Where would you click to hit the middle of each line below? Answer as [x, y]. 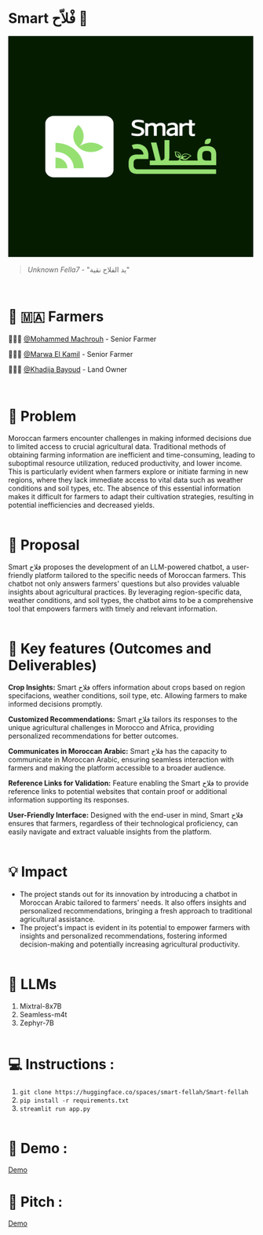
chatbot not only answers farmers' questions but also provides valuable [124, 583]
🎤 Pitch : [35, 1202]
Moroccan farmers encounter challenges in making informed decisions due [130, 438]
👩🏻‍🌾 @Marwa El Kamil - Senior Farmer [71, 354]
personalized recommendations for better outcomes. [93, 736]
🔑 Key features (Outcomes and [110, 648]
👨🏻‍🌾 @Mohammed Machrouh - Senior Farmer [82, 339]
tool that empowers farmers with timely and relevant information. [113, 608]
